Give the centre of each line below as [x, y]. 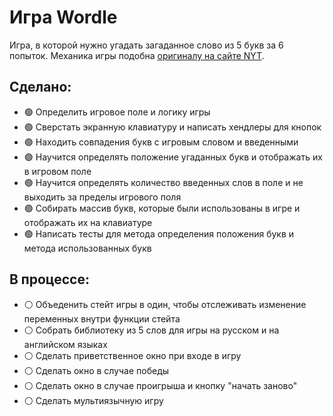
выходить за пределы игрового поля [102, 197]
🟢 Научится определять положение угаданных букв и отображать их [173, 157]
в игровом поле [57, 171]
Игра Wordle [63, 17]
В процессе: [49, 279]
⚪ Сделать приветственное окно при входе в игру [132, 355]
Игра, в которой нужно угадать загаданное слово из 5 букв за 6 [146, 45]
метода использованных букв [87, 248]
